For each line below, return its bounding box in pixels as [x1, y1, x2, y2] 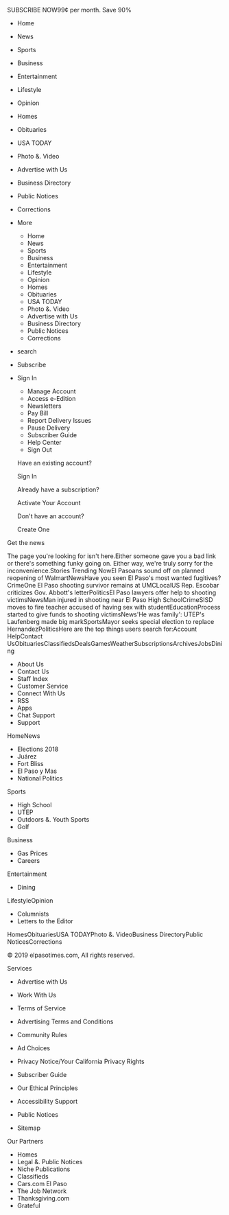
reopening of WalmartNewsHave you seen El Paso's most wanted [7, 574, 192, 582]
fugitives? [193, 574, 221, 582]
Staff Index [16, 675, 49, 682]
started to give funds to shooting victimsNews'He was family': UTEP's [7, 610, 205, 618]
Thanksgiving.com [16, 1194, 70, 1202]
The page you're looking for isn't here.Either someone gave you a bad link [7, 552, 216, 560]
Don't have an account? [16, 512, 84, 520]
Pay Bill [27, 409, 49, 417]
